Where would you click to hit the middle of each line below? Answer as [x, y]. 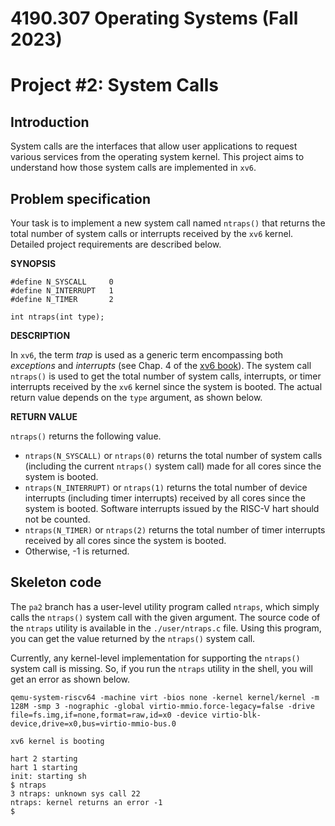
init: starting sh [48, 776]
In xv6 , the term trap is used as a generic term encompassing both [147, 355]
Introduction [50, 122]
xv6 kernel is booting [57, 741]
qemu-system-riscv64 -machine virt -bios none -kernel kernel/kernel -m [165, 697]
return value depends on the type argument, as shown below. [136, 397]
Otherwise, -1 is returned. [77, 551]
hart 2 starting [44, 758]
